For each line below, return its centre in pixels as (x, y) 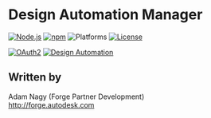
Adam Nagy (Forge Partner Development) (76, 96)
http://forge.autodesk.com (51, 104)
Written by (35, 77)
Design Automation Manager (105, 15)
